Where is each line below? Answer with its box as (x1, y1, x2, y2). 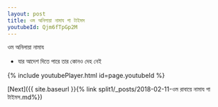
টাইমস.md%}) (7, 93, 43, 101)
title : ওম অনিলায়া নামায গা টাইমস (7, 17, 85, 24)
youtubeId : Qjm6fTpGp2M (7, 23, 78, 30)
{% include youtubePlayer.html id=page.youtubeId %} (7, 72, 165, 80)
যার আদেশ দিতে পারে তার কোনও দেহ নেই (17, 57, 102, 66)
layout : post (7, 10, 46, 18)
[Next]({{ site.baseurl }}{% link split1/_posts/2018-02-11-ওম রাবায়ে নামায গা (7, 85, 211, 94)
